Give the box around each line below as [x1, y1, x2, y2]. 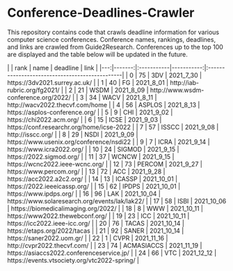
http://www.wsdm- [150, 86, 204, 94]
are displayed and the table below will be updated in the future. [7, 50, 188, 59]
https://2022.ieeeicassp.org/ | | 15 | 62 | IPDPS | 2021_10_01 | [7, 182, 181, 190]
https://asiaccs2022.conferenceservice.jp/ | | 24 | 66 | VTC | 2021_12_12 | [7, 249, 217, 257]
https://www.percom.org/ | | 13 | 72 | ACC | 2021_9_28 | [7, 167, 166, 176]
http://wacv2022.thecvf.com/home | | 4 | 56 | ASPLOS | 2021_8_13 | [7, 100, 200, 109]
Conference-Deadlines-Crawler [7, 5, 195, 21]
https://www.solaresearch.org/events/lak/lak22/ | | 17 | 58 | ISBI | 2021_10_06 [7, 196, 227, 205]
